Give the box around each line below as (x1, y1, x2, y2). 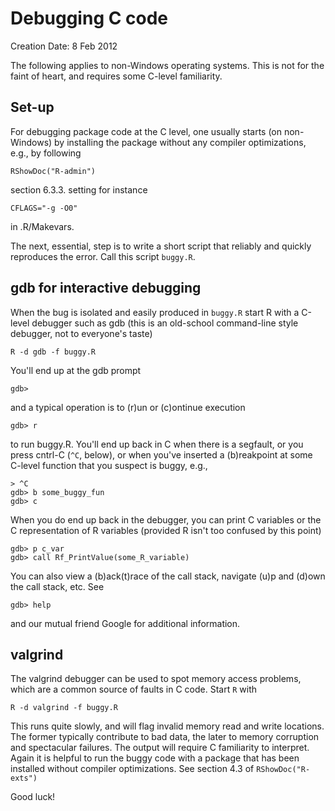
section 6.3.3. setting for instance (10, 183, 148, 196)
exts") (10, 773, 38, 784)
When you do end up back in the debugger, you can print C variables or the (10, 513, 322, 526)
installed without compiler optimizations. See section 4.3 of (10, 763, 255, 775)
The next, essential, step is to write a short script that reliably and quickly (10, 240, 312, 252)
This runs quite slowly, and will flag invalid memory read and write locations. (10, 720, 325, 732)
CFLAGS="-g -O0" (10, 203, 78, 213)
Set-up (10, 99, 55, 116)
